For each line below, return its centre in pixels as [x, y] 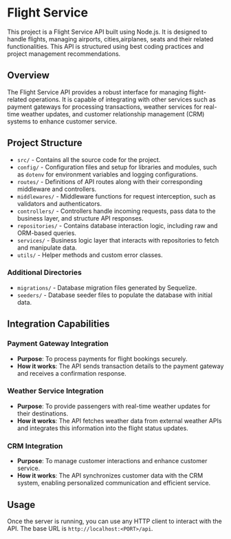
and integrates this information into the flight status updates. [103, 428]
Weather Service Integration [56, 391]
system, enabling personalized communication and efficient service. [114, 483]
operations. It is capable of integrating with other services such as [122, 99]
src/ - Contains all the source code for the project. [89, 159]
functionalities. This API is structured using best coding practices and [106, 46]
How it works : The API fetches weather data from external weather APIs [119, 420]
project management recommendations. [64, 54]
